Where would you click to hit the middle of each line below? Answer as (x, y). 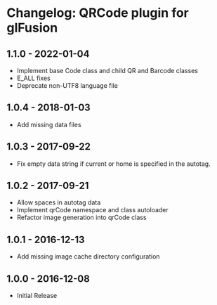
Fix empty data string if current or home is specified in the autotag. (114, 164)
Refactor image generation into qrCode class (81, 218)
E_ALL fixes (33, 78)
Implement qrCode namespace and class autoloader (93, 210)
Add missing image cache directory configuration (88, 257)
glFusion (32, 28)
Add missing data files (49, 124)
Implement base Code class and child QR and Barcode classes (107, 71)
